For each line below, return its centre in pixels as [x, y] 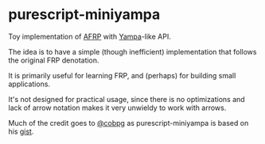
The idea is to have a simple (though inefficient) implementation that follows [132, 51]
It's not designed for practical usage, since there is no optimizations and [127, 99]
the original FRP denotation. [54, 60]
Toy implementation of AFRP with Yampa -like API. [90, 36]
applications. [29, 84]
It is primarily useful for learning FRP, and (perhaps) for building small [122, 75]
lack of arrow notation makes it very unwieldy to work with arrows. [117, 108]
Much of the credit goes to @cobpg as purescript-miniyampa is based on [129, 123]
